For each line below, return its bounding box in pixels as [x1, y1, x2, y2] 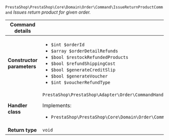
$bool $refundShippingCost [51, 61, 116, 66]
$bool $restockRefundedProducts [51, 54, 129, 60]
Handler [8, 102, 28, 109]
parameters [8, 63, 36, 70]
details [14, 28, 31, 34]
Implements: [42, 102, 72, 109]
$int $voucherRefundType [51, 80, 111, 85]
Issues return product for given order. [13, 9, 91, 15]
